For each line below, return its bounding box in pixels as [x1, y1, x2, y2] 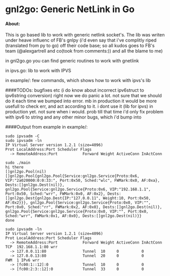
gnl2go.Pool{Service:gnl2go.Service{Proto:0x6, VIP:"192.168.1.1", [5, 187, 151, 192]
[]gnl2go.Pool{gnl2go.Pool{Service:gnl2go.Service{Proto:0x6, [5, 174, 140, 179]
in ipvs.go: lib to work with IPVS [5, 67, 72, 74]
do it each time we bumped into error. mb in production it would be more [5, 98, 157, 104]
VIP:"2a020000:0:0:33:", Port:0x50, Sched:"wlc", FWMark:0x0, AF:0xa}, [5, 178, 160, 183]
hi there [5, 165, 24, 170]
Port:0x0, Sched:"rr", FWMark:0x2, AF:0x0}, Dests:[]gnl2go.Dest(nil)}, [5, 205, 162, 210]
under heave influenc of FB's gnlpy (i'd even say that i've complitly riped [5, 37, 157, 44]
